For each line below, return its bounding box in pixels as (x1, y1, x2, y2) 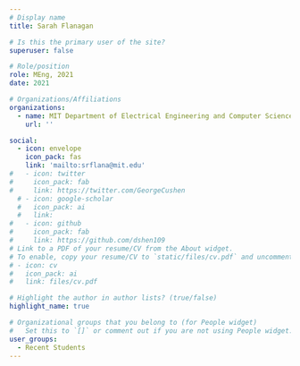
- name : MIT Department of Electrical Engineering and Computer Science (17, 111, 294, 121)
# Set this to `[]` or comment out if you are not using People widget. (9, 326, 294, 336)
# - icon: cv (9, 260, 58, 269)
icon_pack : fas (25, 153, 82, 162)
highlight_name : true (9, 302, 90, 311)
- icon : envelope (17, 144, 82, 153)
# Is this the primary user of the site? (9, 38, 166, 47)
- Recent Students (17, 343, 87, 352)
